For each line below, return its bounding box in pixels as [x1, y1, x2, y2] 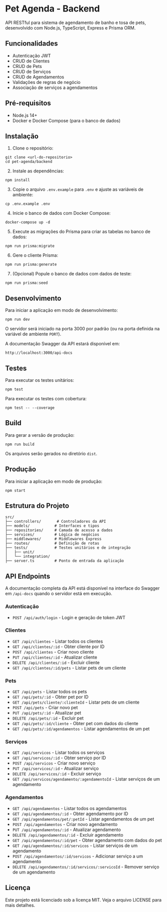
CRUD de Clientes [12, 58, 50, 64]
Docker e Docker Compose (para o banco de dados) [12, 117, 121, 123]
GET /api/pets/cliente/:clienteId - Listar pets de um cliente [12, 699, 140, 705]
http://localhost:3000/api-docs [5, 350, 72, 355]
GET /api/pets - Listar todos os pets [12, 689, 87, 695]
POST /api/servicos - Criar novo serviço [12, 760, 96, 766]
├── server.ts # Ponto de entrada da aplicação [5, 558, 124, 564]
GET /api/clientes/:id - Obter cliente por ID [12, 643, 105, 650]
